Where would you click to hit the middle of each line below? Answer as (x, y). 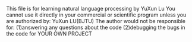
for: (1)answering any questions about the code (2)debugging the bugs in (96, 27)
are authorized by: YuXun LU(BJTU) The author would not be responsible (96, 21)
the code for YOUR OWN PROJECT (49, 34)
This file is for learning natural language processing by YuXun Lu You (91, 9)
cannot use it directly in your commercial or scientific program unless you (96, 15)
